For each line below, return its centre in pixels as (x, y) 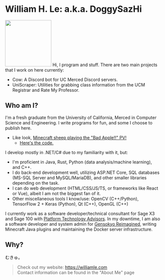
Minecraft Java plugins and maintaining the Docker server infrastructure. (79, 229)
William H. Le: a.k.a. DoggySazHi (73, 9)
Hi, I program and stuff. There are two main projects (105, 65)
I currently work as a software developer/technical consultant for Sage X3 (80, 213)
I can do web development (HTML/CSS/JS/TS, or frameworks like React (85, 188)
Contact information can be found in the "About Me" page (76, 272)
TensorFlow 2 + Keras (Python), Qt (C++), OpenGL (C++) (70, 204)
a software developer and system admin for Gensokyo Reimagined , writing (81, 224)
